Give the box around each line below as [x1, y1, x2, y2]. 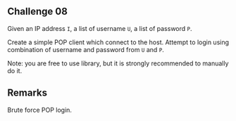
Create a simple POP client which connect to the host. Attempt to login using [7, 38, 230, 46]
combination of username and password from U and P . [7, 45, 164, 53]
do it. [7, 66, 23, 75]
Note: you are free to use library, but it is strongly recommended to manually [7, 59, 229, 68]
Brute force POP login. [7, 106, 73, 114]
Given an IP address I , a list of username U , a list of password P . [7, 24, 192, 32]
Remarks [7, 87, 48, 99]
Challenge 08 [7, 6, 68, 18]
